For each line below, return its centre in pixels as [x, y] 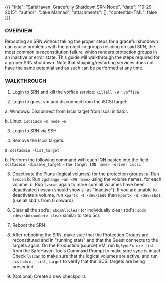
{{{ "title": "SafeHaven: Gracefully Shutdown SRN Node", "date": [71, 7]
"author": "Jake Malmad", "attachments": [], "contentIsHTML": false [88, 12]
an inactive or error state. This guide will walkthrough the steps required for [83, 57]
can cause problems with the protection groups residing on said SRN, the [80, 47]
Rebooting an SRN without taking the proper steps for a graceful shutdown [82, 41]
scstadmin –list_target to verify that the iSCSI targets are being [79, 261]
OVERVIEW [19, 30]
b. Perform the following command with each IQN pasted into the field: [78, 160]
